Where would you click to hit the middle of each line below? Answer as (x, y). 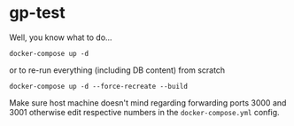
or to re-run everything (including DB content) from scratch (117, 70)
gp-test (38, 13)
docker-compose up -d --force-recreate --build (99, 86)
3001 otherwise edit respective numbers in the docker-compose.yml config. (145, 112)
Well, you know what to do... (61, 37)
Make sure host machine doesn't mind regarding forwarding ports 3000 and (148, 102)
